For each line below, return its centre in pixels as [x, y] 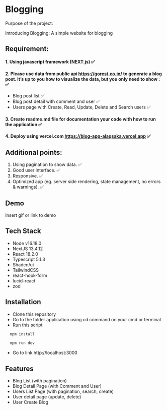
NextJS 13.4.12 [28, 249]
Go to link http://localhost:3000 [45, 353]
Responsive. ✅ [28, 176]
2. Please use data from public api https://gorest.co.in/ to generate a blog [83, 74]
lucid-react [24, 280]
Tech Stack [23, 231]
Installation [23, 302]
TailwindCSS [26, 270]
